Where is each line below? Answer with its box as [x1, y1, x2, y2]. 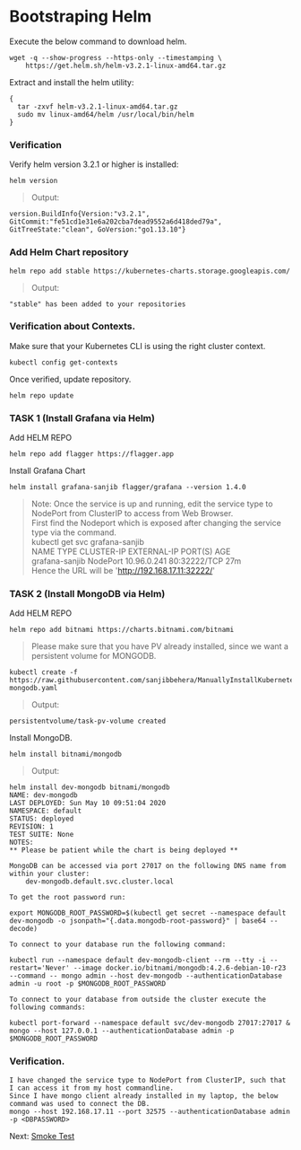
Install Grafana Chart [9, 465, 86, 477]
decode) [9, 925, 39, 934]
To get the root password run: [9, 893, 126, 902]
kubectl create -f [9, 668, 78, 677]
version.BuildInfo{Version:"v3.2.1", [9, 209, 150, 219]
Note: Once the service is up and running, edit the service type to [30, 498, 273, 509]
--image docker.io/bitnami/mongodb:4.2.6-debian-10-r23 [73, 963, 287, 973]
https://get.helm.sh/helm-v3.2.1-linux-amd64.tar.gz [25, 61, 227, 70]
